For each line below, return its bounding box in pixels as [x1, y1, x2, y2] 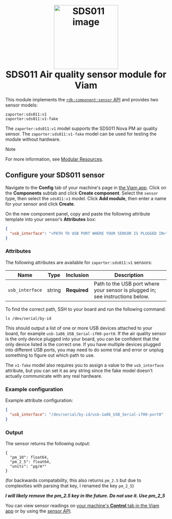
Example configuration [5, 385, 63, 393]
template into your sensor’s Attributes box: [5, 216, 96, 222]
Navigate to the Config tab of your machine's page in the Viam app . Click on [5, 184, 166, 190]
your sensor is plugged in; [94, 286, 156, 293]
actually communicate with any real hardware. [5, 373, 102, 379]
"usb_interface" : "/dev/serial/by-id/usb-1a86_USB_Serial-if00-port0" [10, 412, 164, 417]
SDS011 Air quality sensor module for [5, 69, 167, 80]
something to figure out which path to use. [5, 352, 95, 358]
